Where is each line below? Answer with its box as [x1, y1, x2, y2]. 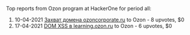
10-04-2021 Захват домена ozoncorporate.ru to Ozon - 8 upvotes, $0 [14, 16, 185, 23]
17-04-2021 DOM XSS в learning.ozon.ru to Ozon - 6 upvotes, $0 [14, 23, 172, 29]
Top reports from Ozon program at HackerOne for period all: [6, 5, 151, 12]
